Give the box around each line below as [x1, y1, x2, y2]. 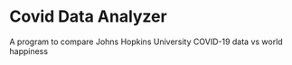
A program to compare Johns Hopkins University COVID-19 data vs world [9, 36, 283, 47]
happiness [9, 45, 48, 56]
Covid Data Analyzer [9, 6, 167, 27]
